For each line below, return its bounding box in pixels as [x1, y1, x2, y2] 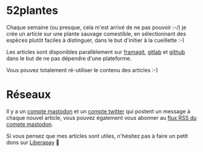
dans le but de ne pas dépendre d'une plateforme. [6, 55, 132, 62]
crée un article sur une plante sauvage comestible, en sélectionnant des [6, 30, 187, 37]
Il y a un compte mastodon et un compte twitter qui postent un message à [6, 107, 191, 115]
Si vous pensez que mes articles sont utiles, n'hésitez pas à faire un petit [6, 132, 188, 139]
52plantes [6, 4, 59, 18]
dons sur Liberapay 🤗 [6, 139, 59, 146]
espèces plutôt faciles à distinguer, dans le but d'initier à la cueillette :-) [6, 36, 185, 44]
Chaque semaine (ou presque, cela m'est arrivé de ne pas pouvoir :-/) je [6, 24, 187, 31]
